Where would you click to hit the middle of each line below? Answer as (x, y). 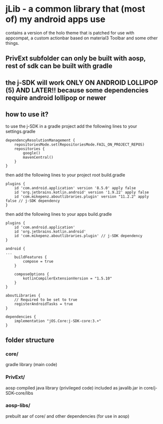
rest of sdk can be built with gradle (59, 66)
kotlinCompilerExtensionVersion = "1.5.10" (67, 278)
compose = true (38, 261)
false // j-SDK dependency (33, 201)
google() (32, 153)
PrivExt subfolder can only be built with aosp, (76, 59)
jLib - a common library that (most (75, 9)
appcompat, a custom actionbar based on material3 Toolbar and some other (82, 38)
